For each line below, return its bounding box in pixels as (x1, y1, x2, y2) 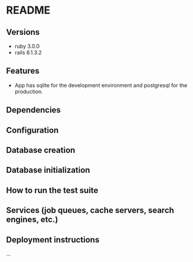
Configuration (6, 125, 59, 135)
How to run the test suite (6, 185, 99, 195)
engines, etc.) (6, 215, 58, 225)
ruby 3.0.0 (14, 42, 40, 50)
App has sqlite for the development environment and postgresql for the (14, 81, 188, 89)
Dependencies (6, 105, 61, 115)
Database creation (6, 145, 76, 155)
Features (6, 66, 40, 76)
